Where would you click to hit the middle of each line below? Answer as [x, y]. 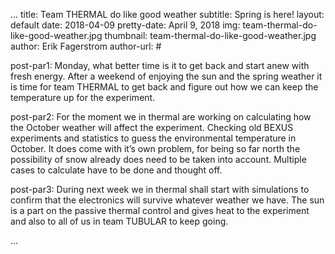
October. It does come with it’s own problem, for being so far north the [155, 148]
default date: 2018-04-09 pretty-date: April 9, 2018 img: [125, 25]
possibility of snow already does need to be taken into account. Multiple [158, 159]
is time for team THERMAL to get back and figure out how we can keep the [164, 87]
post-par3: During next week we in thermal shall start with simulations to [160, 189]
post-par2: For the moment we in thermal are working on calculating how [161, 117]
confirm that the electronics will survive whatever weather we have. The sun [167, 200]
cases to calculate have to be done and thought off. [116, 170]
